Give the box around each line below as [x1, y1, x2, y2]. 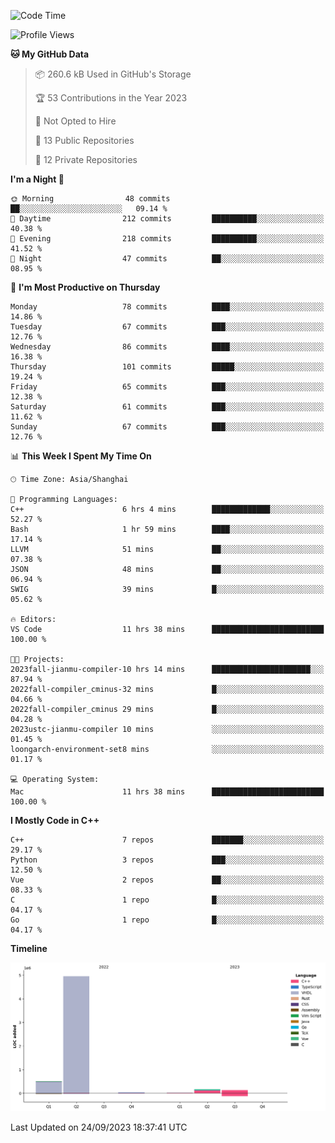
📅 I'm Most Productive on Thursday [10, 281, 161, 293]
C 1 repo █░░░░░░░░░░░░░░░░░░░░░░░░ [10, 895, 325, 905]
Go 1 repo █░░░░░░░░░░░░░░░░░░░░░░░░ [10, 915, 325, 925]
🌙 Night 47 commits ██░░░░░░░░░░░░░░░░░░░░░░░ [10, 254, 325, 264]
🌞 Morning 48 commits [10, 194, 171, 204]
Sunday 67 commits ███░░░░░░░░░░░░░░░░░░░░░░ [10, 422, 325, 432]
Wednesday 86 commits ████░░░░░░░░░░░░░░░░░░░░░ [10, 342, 325, 352]
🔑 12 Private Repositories [34, 154, 138, 165]
